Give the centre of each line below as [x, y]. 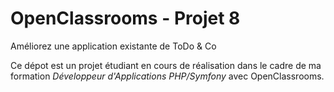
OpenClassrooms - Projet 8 [125, 18]
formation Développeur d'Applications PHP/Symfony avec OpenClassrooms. [167, 76]
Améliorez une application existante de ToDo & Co [113, 46]
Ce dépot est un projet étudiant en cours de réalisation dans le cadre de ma [166, 65]
